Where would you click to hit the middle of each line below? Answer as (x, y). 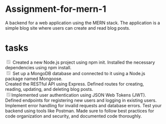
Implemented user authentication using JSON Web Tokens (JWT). (79, 95)
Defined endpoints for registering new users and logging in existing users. (81, 100)
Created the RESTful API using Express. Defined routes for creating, (75, 84)
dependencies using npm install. (38, 67)
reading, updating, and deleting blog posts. (49, 89)
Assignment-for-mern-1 (56, 9)
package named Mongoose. (34, 79)
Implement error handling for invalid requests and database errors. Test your (83, 105)
